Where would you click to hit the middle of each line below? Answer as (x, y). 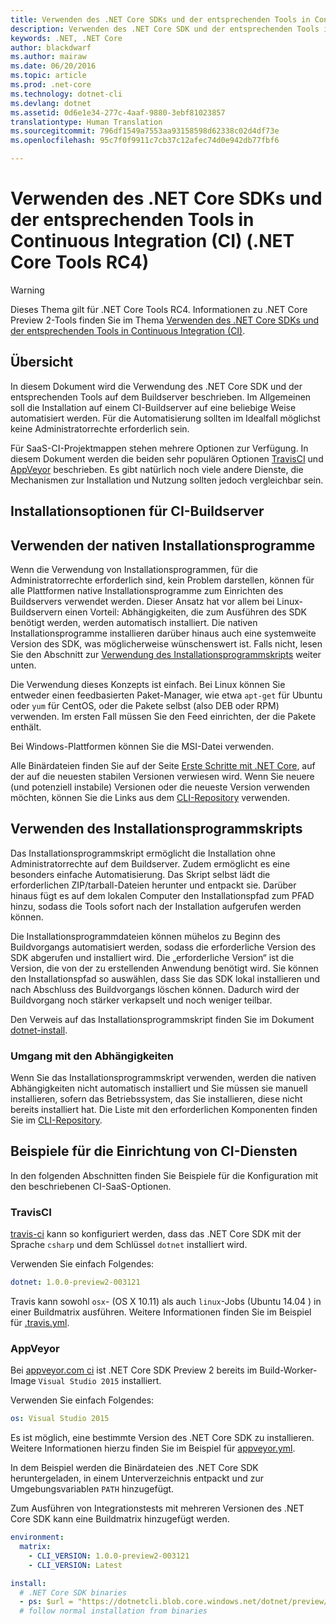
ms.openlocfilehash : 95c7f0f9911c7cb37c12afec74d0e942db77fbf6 (145, 141)
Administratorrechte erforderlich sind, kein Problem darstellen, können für (162, 580)
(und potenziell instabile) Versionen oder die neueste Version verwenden (160, 787)
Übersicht (42, 362)
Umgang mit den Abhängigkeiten (92, 1056)
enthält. (26, 727)
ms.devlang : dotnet (51, 103)
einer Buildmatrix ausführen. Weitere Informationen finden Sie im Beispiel (161, 1312)
